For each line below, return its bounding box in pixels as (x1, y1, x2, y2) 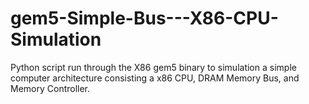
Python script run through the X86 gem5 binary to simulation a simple (10, 61, 297, 73)
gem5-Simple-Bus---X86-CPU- (10, 7, 279, 30)
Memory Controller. (10, 82, 91, 94)
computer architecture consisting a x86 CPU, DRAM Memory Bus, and (10, 72, 300, 84)
